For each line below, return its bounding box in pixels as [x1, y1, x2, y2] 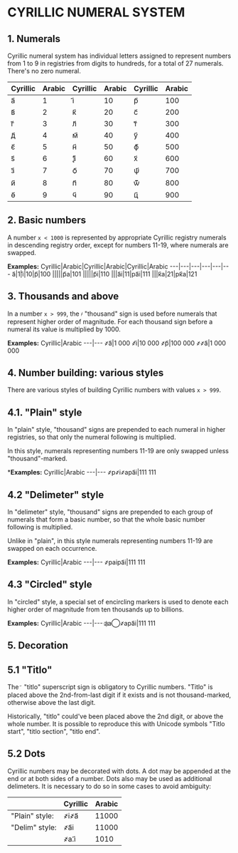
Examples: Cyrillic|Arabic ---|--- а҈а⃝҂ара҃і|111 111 [7, 619, 156, 627]
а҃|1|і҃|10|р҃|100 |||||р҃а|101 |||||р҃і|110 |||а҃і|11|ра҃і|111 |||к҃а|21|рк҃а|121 [11, 269, 198, 278]
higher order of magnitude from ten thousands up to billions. [7, 605, 185, 614]
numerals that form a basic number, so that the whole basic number [7, 515, 206, 524]
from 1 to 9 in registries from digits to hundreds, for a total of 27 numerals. [7, 59, 224, 68]
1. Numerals [7, 33, 61, 45]
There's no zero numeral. [7, 67, 82, 75]
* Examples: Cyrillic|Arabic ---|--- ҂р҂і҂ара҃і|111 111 [7, 468, 156, 477]
